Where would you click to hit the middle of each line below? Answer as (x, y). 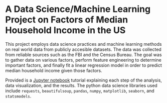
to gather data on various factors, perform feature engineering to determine (83, 60)
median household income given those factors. (54, 70)
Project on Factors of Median (67, 20)
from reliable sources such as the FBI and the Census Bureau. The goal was (83, 54)
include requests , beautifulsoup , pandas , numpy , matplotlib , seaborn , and (80, 91)
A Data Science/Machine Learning (78, 9)
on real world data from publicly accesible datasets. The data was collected (83, 49)
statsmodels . (18, 96)
